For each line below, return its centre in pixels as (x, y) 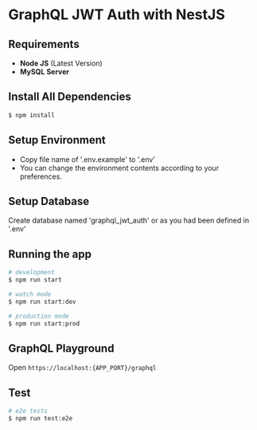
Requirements (44, 44)
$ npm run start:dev (43, 302)
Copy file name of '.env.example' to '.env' (88, 159)
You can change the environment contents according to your (119, 168)
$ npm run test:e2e (41, 418)
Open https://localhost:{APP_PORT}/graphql (82, 368)
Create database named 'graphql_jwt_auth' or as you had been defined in (128, 220)
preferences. (41, 176)
